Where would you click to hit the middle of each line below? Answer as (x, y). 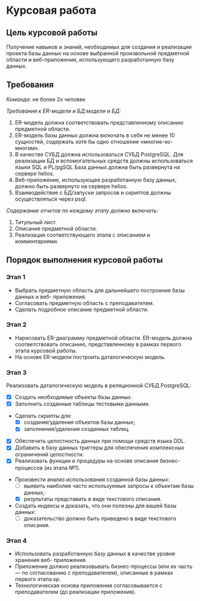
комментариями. (36, 241)
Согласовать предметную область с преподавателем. (84, 303)
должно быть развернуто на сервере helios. (71, 186)
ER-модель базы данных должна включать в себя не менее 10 (95, 135)
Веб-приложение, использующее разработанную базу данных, (96, 180)
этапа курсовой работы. (46, 351)
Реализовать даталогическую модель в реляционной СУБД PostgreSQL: (99, 386)
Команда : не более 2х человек (46, 99)
